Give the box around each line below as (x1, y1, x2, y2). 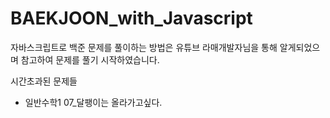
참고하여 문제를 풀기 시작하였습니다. (20, 53, 160, 66)
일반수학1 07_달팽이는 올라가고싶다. (24, 96, 163, 108)
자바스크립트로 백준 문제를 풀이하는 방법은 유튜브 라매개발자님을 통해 (10, 41, 278, 53)
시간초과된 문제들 (10, 75, 78, 87)
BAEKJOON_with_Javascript (10, 7, 253, 30)
